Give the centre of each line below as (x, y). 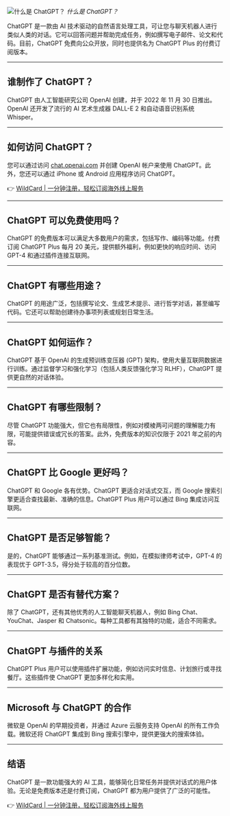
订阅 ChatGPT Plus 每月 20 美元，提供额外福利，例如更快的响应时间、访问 (112, 247)
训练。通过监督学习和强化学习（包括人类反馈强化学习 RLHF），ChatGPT (113, 369)
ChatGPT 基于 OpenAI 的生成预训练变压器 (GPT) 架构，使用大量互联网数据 (112, 360)
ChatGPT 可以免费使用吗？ (64, 221)
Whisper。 (22, 117)
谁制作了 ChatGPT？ (50, 82)
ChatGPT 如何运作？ (50, 342)
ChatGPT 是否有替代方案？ (64, 594)
